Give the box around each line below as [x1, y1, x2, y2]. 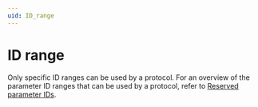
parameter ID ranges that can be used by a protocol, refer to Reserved [7, 81, 239, 90]
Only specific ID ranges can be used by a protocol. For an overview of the [7, 73, 251, 82]
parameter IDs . [7, 89, 57, 99]
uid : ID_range [7, 11, 55, 20]
